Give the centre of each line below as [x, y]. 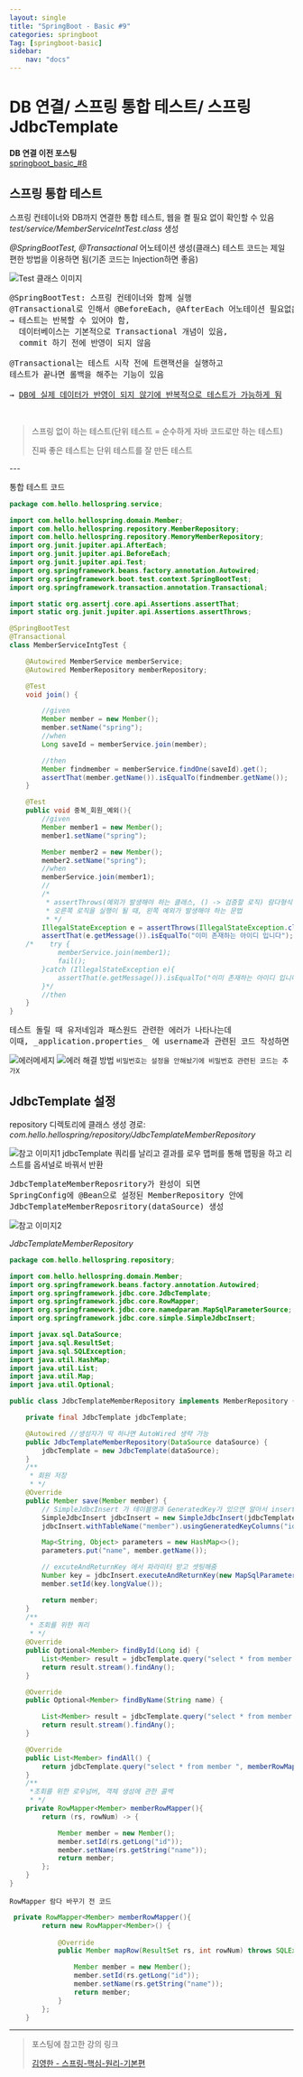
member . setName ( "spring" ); [92, 728]
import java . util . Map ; [52, 1377]
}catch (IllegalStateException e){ [109, 969]
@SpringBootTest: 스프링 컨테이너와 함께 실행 [101, 297]
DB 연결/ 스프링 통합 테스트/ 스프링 [130, 107]
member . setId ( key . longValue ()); [103, 1584]
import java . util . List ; [54, 1368]
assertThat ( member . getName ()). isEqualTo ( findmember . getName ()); [165, 777]
